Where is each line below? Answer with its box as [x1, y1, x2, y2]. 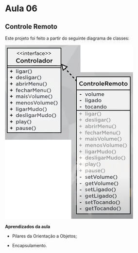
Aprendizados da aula [5, 224, 51, 230]
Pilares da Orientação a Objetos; [12, 233, 77, 239]
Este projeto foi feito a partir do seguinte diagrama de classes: [5, 35, 130, 41]
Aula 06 [5, 3, 37, 14]
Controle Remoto [5, 22, 57, 31]
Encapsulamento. [12, 243, 47, 248]
